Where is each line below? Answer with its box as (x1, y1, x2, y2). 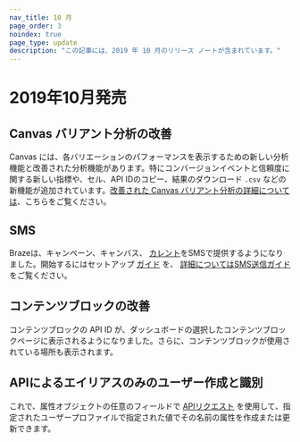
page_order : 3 (9, 21, 62, 30)
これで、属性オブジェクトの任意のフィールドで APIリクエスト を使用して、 (9, 400, 283, 412)
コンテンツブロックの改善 (9, 299, 150, 314)
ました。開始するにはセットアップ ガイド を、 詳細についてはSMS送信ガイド (9, 259, 291, 269)
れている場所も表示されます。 (9, 346, 119, 357)
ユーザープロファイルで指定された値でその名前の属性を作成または (39, 412, 283, 422)
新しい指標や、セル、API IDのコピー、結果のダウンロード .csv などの (32, 174, 287, 184)
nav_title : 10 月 (9, 13, 73, 22)
